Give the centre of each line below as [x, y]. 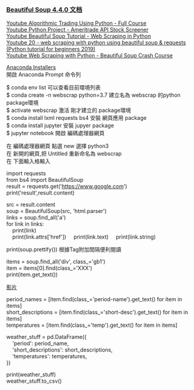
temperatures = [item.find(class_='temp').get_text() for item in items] [92, 325]
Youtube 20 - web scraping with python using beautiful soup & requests [96, 43]
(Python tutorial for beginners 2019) [51, 49]
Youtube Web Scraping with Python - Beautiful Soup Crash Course [89, 55]
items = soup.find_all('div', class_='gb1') [56, 262]
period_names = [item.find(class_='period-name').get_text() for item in [94, 299]
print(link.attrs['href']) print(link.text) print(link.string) [84, 237]
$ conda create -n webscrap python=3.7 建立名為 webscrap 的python [93, 95]
